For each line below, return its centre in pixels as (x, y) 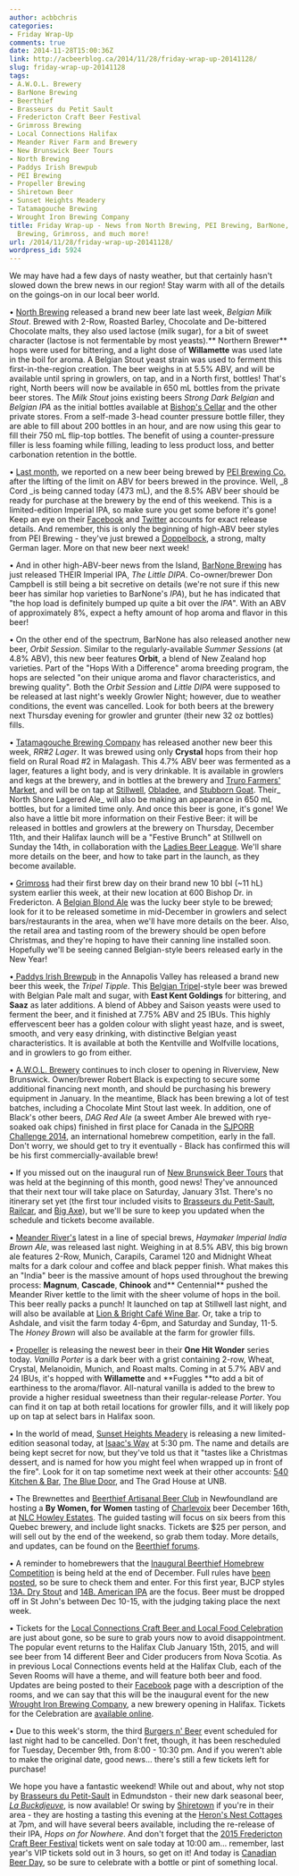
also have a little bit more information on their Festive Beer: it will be (134, 818)
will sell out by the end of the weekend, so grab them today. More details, (144, 1537)
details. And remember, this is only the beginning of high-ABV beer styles (144, 529)
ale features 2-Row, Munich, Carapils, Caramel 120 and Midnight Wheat (141, 1256)
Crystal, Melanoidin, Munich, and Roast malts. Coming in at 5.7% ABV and (145, 1369)
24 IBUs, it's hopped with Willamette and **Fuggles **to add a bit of (137, 1379)
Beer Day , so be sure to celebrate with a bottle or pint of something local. (144, 1863)
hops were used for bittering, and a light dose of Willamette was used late (146, 351)
